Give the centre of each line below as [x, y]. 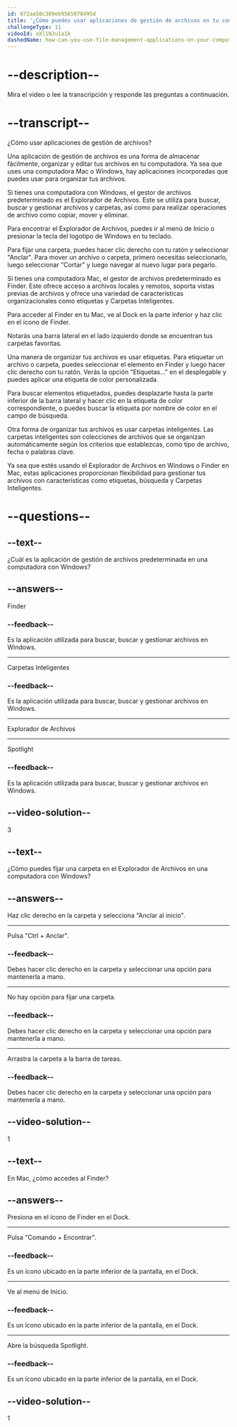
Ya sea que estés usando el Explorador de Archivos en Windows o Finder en [118, 465]
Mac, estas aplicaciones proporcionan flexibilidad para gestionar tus [107, 473]
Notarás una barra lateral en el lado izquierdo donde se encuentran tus [110, 336]
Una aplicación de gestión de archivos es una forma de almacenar [103, 156]
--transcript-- [49, 123]
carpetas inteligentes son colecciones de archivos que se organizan [106, 437]
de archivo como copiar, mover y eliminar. [68, 215]
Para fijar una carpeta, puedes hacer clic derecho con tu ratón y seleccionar [118, 250]
